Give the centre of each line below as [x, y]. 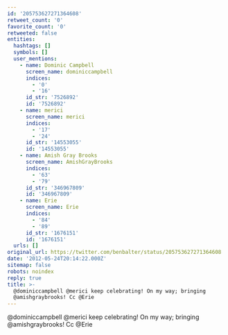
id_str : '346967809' [55, 188]
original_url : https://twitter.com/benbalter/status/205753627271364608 [114, 252]
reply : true [24, 278]
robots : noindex [30, 271]
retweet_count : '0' [35, 20]
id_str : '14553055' [53, 143]
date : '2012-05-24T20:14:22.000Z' [57, 259]
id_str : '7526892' [52, 98]
